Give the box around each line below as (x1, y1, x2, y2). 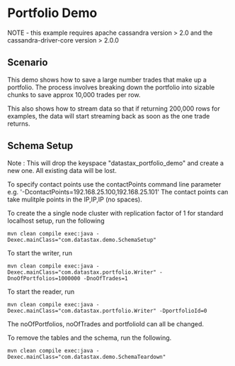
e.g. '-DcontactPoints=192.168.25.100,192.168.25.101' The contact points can (7, 187, 229, 196)
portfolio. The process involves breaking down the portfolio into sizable (7, 83, 215, 91)
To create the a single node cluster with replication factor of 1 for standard (7, 209, 224, 217)
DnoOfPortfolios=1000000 (7, 274, 81, 282)
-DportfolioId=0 (159, 307, 207, 314)
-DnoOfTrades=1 (83, 274, 129, 282)
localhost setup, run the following (7, 216, 105, 225)
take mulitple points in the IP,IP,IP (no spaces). (7, 195, 143, 204)
